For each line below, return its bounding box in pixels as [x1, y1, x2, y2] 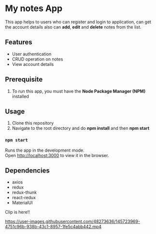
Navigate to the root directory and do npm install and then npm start [12, 125, 150, 131]
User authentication [12, 51, 52, 57]
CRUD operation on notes [12, 56, 63, 62]
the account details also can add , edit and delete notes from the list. [5, 24, 142, 30]
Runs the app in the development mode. [5, 147, 85, 153]
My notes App [5, 3, 63, 14]
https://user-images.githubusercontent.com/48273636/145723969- [5, 218, 140, 224]
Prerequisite [5, 76, 43, 84]
